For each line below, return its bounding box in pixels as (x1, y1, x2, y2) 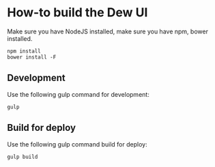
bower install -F (7, 53, 57, 61)
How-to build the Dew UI (7, 5, 148, 20)
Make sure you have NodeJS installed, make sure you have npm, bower (7, 27, 208, 35)
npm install (7, 48, 41, 55)
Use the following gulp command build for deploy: (7, 140, 148, 148)
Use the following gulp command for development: (7, 90, 150, 98)
